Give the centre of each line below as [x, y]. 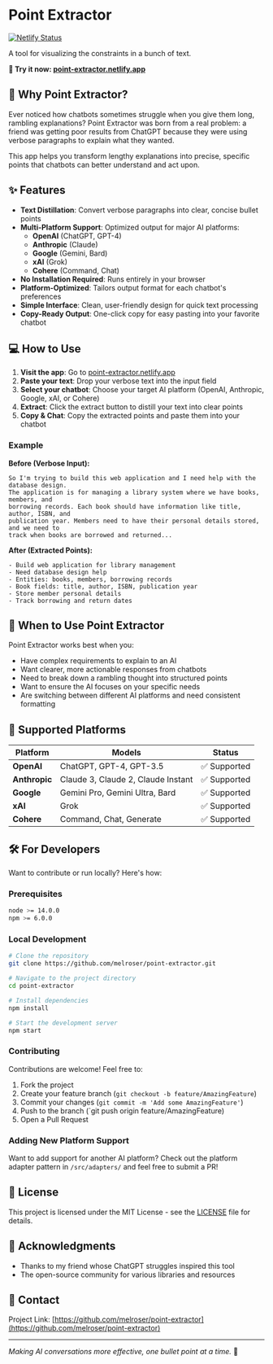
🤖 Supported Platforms [67, 730]
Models [127, 753]
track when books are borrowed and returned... [91, 535]
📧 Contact [34, 1300]
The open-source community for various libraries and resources [128, 1274]
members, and [30, 499]
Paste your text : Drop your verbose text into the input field [118, 381]
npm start [25, 1030]
